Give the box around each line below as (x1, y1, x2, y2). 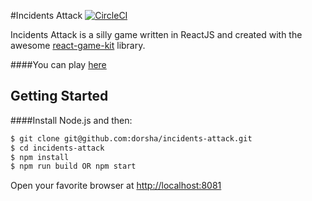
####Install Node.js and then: (10, 114, 133, 126)
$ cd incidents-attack (10, 143, 105, 153)
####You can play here (10, 59, 107, 70)
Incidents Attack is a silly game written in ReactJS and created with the (10, 29, 303, 40)
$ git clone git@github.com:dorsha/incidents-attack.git (10, 133, 253, 144)
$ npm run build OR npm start (10, 161, 137, 172)
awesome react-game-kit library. (10, 40, 146, 51)
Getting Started (10, 88, 109, 105)
